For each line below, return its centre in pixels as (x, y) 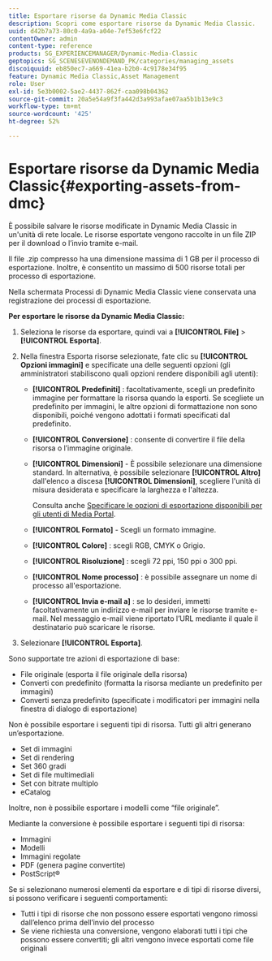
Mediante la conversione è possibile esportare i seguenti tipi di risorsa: (127, 823)
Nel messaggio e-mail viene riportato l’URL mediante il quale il (154, 618)
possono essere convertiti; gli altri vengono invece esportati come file (137, 939)
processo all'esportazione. (77, 585)
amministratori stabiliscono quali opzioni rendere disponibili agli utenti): (139, 373)
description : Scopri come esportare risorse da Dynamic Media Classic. (132, 24)
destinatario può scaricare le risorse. (94, 627)
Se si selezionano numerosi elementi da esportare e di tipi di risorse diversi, (135, 889)
